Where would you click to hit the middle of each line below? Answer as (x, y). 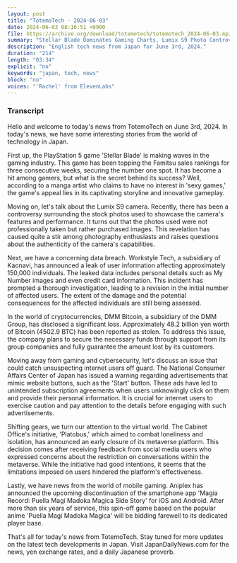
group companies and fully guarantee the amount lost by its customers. (111, 347)
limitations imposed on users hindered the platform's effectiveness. (105, 472)
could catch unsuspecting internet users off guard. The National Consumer (116, 368)
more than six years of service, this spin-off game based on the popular (112, 508)
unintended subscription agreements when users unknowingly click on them (118, 390)
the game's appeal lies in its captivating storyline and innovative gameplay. (116, 192)
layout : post (26, 14)
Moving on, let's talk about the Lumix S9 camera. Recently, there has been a (118, 207)
